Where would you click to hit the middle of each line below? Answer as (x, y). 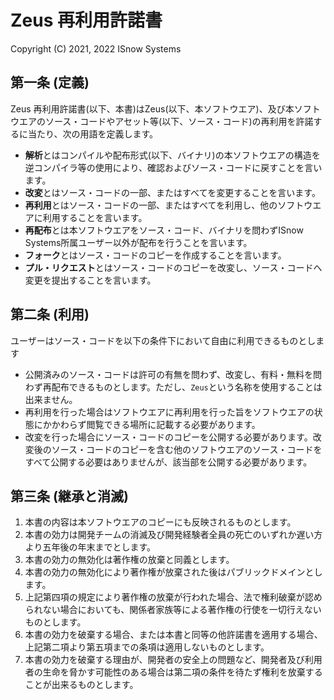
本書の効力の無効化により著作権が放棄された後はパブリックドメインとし (173, 572)
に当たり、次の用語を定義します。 (88, 133)
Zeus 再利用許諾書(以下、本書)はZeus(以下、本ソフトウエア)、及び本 (152, 108)
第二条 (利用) (50, 314)
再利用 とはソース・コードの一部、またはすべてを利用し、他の (151, 205)
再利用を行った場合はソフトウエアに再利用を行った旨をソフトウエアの (169, 412)
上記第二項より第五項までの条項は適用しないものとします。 (147, 647)
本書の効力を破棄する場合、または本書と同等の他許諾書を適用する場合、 (173, 635)
